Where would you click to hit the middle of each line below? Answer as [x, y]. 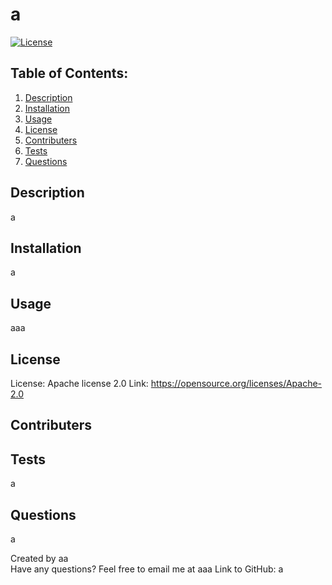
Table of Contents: [69, 73]
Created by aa [39, 559]
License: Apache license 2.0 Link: [79, 383]
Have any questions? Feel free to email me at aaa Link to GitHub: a [147, 569]
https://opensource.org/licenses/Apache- [236, 383]
